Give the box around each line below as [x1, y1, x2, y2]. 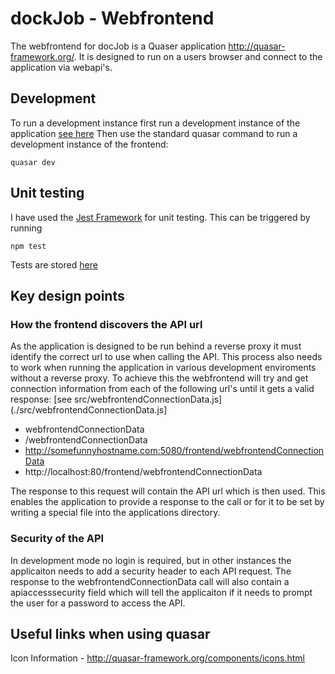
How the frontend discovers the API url [10, 317, 203, 331]
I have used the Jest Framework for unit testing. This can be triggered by [10, 211, 311, 223]
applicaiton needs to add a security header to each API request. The [10, 565, 292, 577]
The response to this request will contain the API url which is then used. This [10, 485, 326, 497]
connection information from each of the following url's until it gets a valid [10, 383, 315, 395]
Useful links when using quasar [10, 625, 211, 642]
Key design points [10, 287, 125, 304]
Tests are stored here [10, 258, 98, 271]
